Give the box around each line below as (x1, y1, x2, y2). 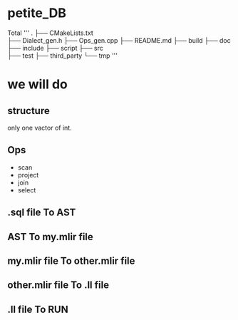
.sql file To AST (7, 207, 76, 219)
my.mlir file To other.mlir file (7, 254, 135, 267)
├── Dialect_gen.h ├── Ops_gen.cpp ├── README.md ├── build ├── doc (7, 36, 231, 44)
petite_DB (7, 5, 66, 21)
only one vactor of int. (7, 123, 73, 132)
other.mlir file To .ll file (7, 279, 109, 291)
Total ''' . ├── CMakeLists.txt (7, 29, 94, 37)
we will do (7, 76, 68, 93)
